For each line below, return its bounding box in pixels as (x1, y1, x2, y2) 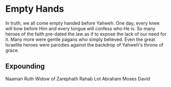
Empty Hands (5, 3, 64, 15)
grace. (5, 47, 19, 53)
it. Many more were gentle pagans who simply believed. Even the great (5, 36, 156, 42)
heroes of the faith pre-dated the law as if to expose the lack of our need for (5, 31, 167, 37)
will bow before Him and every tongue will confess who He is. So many (5, 25, 156, 31)
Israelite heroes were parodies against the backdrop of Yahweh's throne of (5, 41, 163, 48)
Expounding (5, 62, 45, 71)
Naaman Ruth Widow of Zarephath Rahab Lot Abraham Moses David (5, 75, 150, 82)
